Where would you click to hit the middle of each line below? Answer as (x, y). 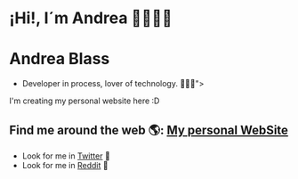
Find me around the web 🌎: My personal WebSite (149, 130)
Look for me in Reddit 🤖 (65, 165)
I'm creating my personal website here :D (85, 101)
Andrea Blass (60, 59)
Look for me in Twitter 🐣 (66, 156)
